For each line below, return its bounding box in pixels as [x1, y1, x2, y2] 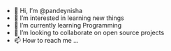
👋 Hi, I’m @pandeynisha [13, 7, 82, 14]
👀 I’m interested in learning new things [13, 14, 124, 22]
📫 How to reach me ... [13, 37, 79, 44]
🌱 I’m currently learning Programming [13, 21, 122, 29]
